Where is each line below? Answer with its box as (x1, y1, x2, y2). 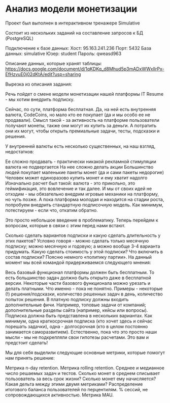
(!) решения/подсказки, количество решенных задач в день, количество (5, 291, 163, 297)
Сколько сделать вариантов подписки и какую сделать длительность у (5, 232, 161, 238)
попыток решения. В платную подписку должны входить (5, 296, 129, 302)
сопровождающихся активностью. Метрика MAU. (5, 392, 114, 398)
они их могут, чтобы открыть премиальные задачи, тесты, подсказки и (5, 128, 160, 134)
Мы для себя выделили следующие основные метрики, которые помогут (5, 350, 165, 356)
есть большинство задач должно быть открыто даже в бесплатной (5, 275, 151, 281)
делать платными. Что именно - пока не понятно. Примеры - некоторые (5, 285, 163, 291)
